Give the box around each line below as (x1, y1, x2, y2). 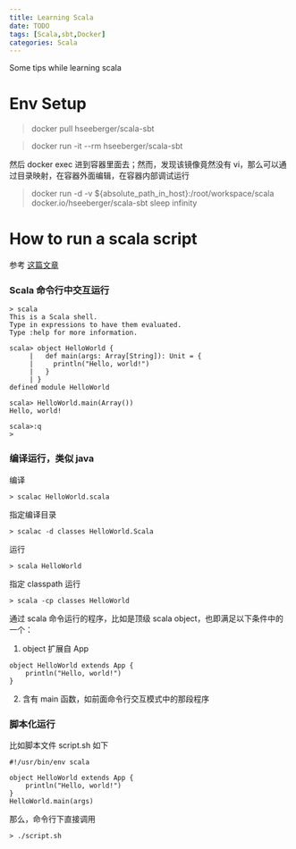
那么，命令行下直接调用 (9, 814, 96, 825)
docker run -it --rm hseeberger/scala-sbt (30, 140, 183, 152)
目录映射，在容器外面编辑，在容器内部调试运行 (16, 171, 190, 181)
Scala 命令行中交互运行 (9, 284, 110, 297)
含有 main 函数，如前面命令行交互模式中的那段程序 (21, 693, 210, 704)
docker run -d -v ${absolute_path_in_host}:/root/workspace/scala (30, 189, 275, 199)
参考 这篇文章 (9, 260, 59, 271)
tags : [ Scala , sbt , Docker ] (9, 29, 106, 38)
